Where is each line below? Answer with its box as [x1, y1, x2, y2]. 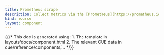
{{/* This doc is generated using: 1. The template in [5, 34, 107, 40]
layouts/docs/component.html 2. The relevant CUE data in [5, 39, 122, 45]
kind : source [5, 16, 32, 21]
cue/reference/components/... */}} [5, 44, 74, 50]
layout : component [5, 20, 42, 26]
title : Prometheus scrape [5, 7, 58, 12]
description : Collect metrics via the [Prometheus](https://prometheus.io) [5, 12, 163, 17]
